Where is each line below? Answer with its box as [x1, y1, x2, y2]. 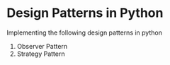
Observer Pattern [16, 42, 68, 50]
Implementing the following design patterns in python [6, 28, 162, 37]
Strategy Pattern [16, 49, 65, 58]
